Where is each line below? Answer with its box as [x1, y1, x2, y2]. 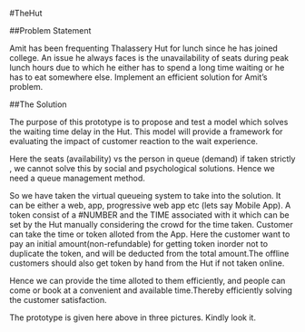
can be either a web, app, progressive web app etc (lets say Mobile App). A [9, 200, 291, 210]
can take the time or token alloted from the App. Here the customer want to [9, 229, 290, 239]
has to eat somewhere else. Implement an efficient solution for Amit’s [9, 72, 268, 83]
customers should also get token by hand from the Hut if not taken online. [9, 258, 285, 269]
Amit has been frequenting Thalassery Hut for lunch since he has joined [9, 43, 279, 54]
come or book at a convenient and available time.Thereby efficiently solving [9, 285, 293, 296]
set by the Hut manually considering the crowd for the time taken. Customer [9, 220, 293, 229]
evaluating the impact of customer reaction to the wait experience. [9, 136, 259, 146]
